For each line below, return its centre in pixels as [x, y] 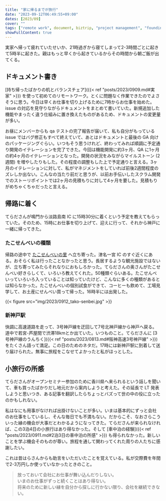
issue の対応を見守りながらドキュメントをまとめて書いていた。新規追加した [83, 108]
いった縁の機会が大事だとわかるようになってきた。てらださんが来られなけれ [83, 423]
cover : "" [15, 23]
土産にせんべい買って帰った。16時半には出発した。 [78, 292]
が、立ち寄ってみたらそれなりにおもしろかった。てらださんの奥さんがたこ [81, 267]
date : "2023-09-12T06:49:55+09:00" [42, 14]
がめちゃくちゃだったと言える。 [38, 186]
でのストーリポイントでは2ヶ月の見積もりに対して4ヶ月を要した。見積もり [82, 180]
